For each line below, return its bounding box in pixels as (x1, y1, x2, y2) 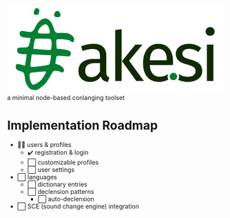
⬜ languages (17, 172, 57, 181)
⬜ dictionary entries (27, 180, 87, 188)
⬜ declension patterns (27, 187, 94, 195)
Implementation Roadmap (7, 117, 158, 133)
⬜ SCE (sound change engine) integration (17, 202, 140, 210)
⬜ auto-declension (37, 195, 95, 203)
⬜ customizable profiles (27, 158, 99, 166)
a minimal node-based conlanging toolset (7, 93, 125, 101)
